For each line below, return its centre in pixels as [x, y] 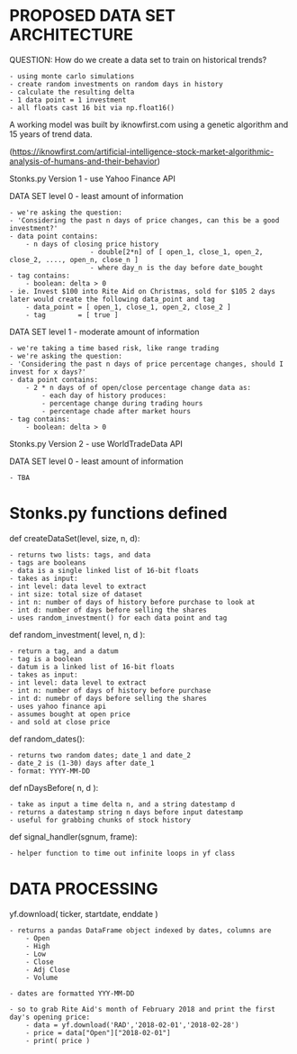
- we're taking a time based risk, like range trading [114, 348]
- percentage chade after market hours [117, 411]
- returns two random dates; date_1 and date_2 [100, 755]
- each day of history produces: [104, 395]
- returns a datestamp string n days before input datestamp [126, 812]
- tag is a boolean [46, 659]
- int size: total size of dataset [76, 594]
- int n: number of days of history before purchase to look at [132, 602]
